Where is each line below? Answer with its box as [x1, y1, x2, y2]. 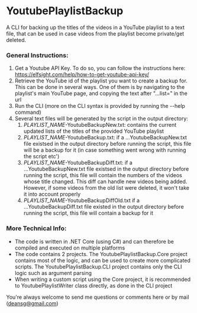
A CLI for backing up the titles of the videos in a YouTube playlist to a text [6, 24, 185, 31]
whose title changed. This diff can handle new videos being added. [23, 178, 188, 185]
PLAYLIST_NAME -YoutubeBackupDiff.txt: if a [23, 159, 133, 167]
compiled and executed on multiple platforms [14, 244, 125, 251]
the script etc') [23, 153, 60, 160]
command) [14, 108, 41, 116]
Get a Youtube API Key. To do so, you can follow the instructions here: [14, 65, 186, 72]
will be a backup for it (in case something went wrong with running [23, 146, 186, 154]
